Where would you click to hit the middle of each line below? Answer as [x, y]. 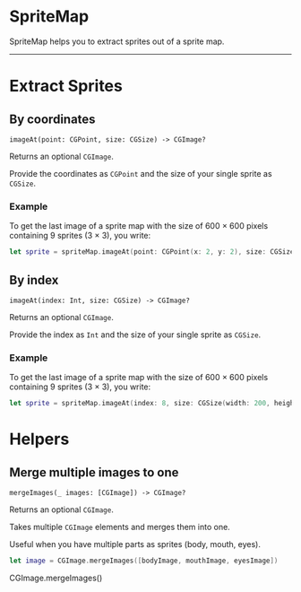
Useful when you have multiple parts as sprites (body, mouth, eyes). [135, 544]
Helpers [39, 439]
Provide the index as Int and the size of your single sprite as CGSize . [135, 335]
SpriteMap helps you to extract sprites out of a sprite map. [117, 41]
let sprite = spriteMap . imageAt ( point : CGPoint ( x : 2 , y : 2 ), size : [138, 252]
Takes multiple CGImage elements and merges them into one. [120, 527]
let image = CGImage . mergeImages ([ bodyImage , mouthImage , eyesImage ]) [144, 561]
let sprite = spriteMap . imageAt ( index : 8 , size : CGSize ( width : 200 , [140, 404]
